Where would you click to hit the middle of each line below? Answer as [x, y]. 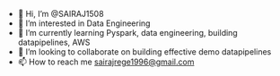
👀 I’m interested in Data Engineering [84, 23]
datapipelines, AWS [54, 42]
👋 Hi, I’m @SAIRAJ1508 [61, 14]
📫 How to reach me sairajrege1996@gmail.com [106, 62]
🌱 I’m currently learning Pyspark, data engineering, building [127, 33]
